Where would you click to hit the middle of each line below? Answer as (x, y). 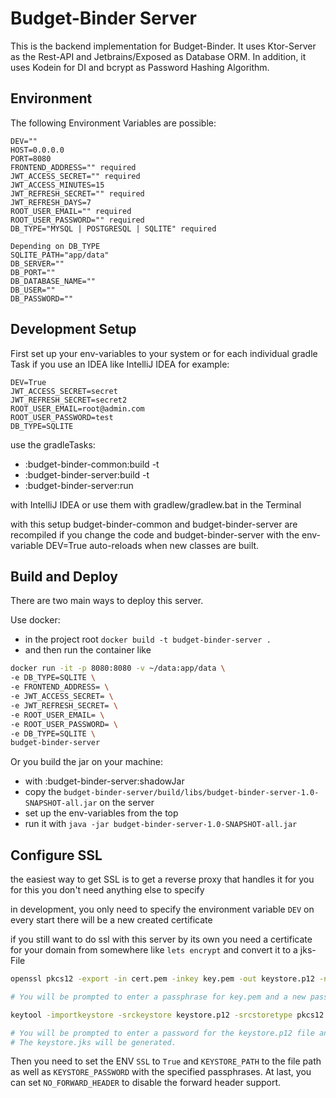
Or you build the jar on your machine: (87, 762)
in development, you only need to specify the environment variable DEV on (162, 909)
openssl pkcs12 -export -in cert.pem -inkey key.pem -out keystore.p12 (162, 979)
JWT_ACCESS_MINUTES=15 (57, 185)
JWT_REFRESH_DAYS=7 (51, 202)
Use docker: (35, 620)
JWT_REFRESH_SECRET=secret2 (69, 400)
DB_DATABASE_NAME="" (53, 281)
